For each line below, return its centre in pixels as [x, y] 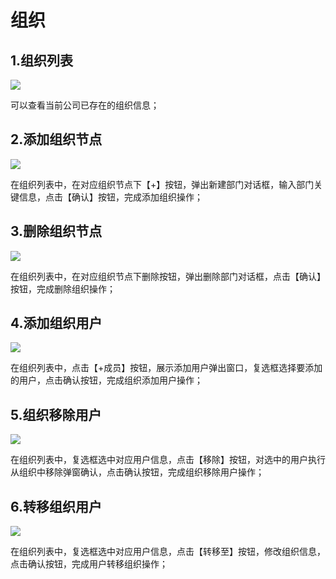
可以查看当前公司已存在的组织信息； [85, 105]
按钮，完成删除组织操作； [63, 288]
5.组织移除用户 [56, 414]
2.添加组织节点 [56, 139]
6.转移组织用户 [56, 506]
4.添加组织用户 [56, 323]
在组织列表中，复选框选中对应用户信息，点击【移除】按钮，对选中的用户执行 [168, 460]
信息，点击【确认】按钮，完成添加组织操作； [110, 197]
